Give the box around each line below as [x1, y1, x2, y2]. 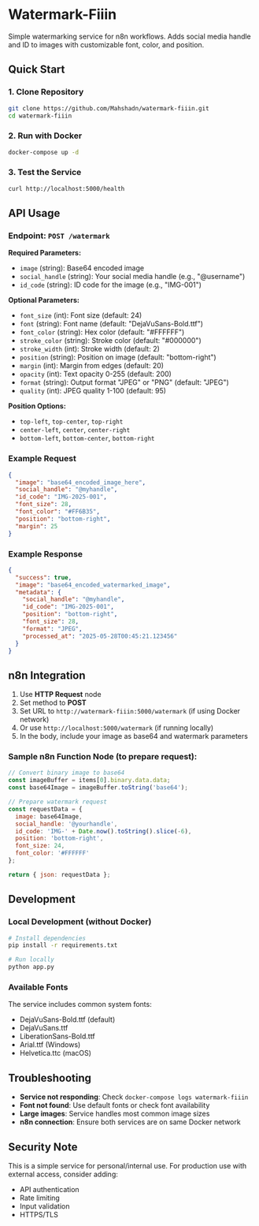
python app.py [8, 963, 55, 971]
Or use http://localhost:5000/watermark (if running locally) [19, 723, 214, 732]
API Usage [8, 207, 61, 220]
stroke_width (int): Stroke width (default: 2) [19, 345, 160, 354]
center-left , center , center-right [19, 425, 131, 434]
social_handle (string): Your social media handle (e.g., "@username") [19, 272, 246, 281]
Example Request [8, 453, 76, 464]
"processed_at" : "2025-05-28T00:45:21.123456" [22, 632, 178, 640]
